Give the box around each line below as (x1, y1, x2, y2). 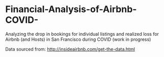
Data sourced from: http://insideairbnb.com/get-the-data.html (5, 46, 135, 52)
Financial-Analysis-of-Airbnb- (5, 4, 137, 15)
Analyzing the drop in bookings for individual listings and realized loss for (5, 31, 159, 37)
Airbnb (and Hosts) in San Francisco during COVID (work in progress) (5, 36, 151, 42)
